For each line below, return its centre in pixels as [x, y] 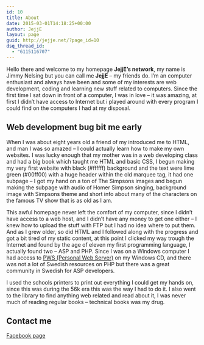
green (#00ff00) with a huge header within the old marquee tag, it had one [100, 174]
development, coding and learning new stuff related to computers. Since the [102, 89]
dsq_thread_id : [26, 46]
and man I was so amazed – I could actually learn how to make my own [95, 148]
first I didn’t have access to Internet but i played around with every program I [102, 101]
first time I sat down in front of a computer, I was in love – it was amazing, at [101, 95]
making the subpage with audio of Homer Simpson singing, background [97, 187]
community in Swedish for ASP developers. [61, 271]
